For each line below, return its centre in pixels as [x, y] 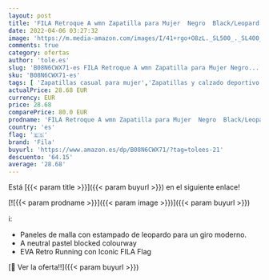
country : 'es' [32, 127]
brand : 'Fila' [32, 142]
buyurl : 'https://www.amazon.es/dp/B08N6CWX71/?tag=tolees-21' [116, 150]
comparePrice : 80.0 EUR [48, 113]
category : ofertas [39, 53]
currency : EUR [32, 98]
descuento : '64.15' [41, 157]
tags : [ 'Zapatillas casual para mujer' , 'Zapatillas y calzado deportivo [134, 82]
